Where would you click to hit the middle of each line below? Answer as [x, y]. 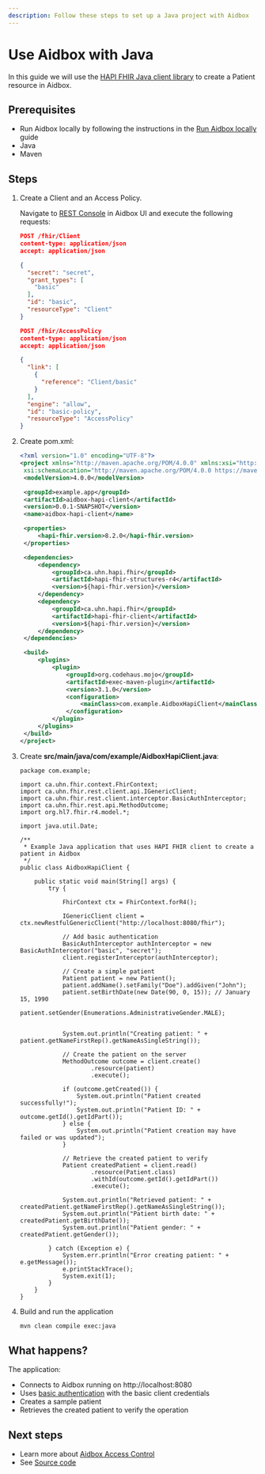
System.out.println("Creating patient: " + [135, 1033]
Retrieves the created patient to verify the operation [104, 1410]
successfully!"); [48, 1103]
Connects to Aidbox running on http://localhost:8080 [106, 1385]
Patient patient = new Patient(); [119, 978]
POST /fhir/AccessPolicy [61, 331]
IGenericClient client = [103, 916]
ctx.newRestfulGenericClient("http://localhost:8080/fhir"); [123, 923]
